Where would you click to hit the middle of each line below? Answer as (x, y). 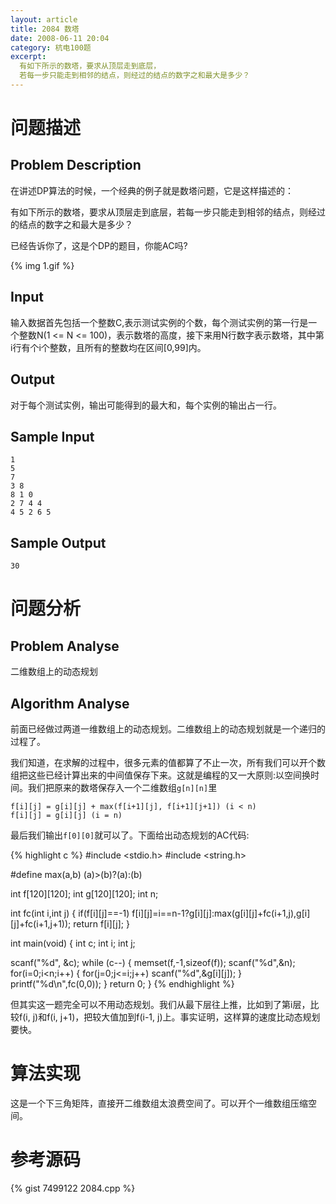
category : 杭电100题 (51, 47)
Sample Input (52, 436)
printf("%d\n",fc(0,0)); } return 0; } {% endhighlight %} (122, 983)
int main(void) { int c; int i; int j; (73, 943)
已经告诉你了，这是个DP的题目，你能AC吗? (99, 245)
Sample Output (58, 542)
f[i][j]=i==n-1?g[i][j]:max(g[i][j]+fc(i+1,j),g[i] (221, 913)
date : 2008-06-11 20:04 (60, 38)
